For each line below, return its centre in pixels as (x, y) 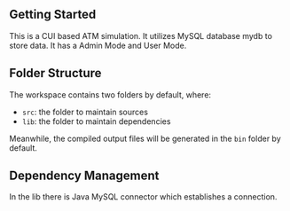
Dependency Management (84, 176)
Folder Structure (55, 73)
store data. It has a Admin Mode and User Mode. (98, 45)
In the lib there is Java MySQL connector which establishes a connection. (143, 197)
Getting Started (53, 15)
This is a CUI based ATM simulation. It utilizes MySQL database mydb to (141, 35)
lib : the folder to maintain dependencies (96, 121)
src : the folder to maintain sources (85, 112)
